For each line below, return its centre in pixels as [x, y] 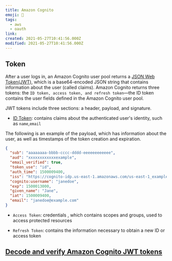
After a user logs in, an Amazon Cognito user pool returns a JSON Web [80, 76]
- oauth [18, 29]
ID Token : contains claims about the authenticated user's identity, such [88, 118]
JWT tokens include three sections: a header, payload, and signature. [79, 108]
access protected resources [42, 220]
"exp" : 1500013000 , [31, 186]
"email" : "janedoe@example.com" [45, 201]
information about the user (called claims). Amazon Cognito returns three [82, 87]
